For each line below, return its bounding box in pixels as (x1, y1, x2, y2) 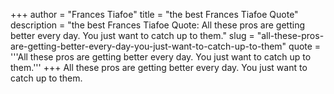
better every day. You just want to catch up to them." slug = (10, 30, 255, 41)
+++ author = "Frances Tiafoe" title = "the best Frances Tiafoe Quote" (10, 9, 299, 20)
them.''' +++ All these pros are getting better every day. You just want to (10, 62, 308, 73)
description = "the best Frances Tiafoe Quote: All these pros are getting (10, 19, 306, 31)
